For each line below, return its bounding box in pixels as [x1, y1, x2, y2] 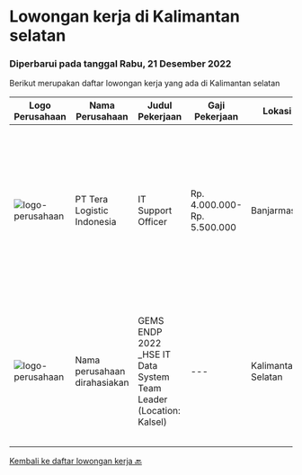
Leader [138, 393, 168, 406]
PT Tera [75, 193, 109, 206]
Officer [138, 216, 168, 229]
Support [138, 204, 173, 217]
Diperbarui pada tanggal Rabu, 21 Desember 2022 [9, 58, 232, 70]
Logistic [75, 204, 110, 217]
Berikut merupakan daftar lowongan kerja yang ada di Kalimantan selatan [9, 78, 280, 89]
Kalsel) [138, 416, 168, 428]
